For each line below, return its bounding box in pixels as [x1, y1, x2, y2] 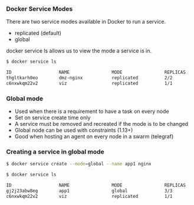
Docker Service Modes [6, 5, 73, 13]
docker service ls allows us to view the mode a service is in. [6, 47, 152, 54]
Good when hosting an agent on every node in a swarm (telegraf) [14, 133, 174, 140]
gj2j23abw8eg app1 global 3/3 [6, 188, 173, 194]
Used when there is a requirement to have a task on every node [14, 108, 169, 115]
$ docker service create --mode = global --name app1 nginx [6, 161, 152, 167]
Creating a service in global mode [6, 148, 104, 156]
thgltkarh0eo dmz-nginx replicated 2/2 [6, 75, 173, 81]
